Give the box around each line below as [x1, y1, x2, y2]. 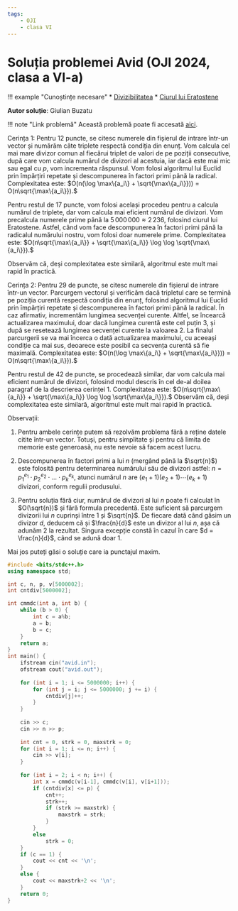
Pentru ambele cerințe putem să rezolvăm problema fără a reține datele [17, 427, 227, 437]
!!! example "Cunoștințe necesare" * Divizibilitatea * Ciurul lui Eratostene [7, 93, 219, 102]
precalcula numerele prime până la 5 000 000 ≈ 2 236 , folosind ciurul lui [7, 216, 218, 224]
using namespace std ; [7, 567, 72, 575]
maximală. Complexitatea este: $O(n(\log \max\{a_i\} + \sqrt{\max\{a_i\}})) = [7, 349, 231, 357]
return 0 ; [20, 890, 50, 898]
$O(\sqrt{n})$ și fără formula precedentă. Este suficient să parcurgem [17, 503, 223, 512]
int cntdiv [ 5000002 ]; [7, 587, 72, 594]
